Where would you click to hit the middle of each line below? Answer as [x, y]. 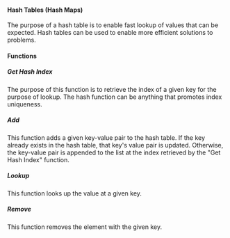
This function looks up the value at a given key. [75, 193]
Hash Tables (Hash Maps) [45, 10]
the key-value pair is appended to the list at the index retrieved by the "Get [114, 152]
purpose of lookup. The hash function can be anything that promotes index [115, 97]
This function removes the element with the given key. [84, 227]
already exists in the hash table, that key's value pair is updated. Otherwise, [115, 145]
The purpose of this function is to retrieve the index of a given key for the [112, 89]
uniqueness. [25, 104]
